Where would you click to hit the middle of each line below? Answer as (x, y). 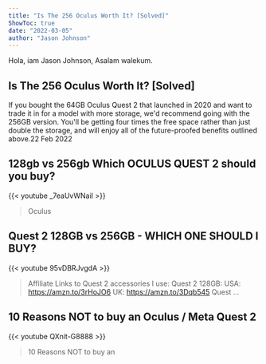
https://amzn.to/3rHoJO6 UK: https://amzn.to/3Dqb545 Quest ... (133, 291)
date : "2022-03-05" (41, 30)
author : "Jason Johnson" (49, 38)
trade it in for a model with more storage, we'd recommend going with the (129, 113)
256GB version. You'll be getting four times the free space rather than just (129, 122)
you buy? (32, 176)
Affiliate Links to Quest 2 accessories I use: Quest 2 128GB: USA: (134, 283)
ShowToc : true (32, 23)
